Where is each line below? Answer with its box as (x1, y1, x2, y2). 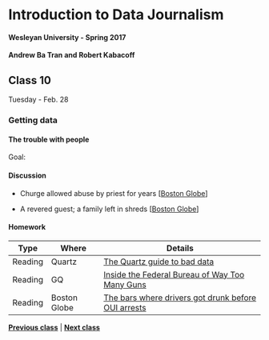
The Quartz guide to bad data (103, 256, 215, 267)
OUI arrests (103, 302, 147, 313)
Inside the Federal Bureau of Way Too (103, 269, 245, 280)
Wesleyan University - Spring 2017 (8, 32, 126, 42)
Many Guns (103, 278, 147, 290)
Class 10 (8, 74, 52, 87)
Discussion (8, 170, 46, 180)
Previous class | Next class (8, 322, 100, 332)
